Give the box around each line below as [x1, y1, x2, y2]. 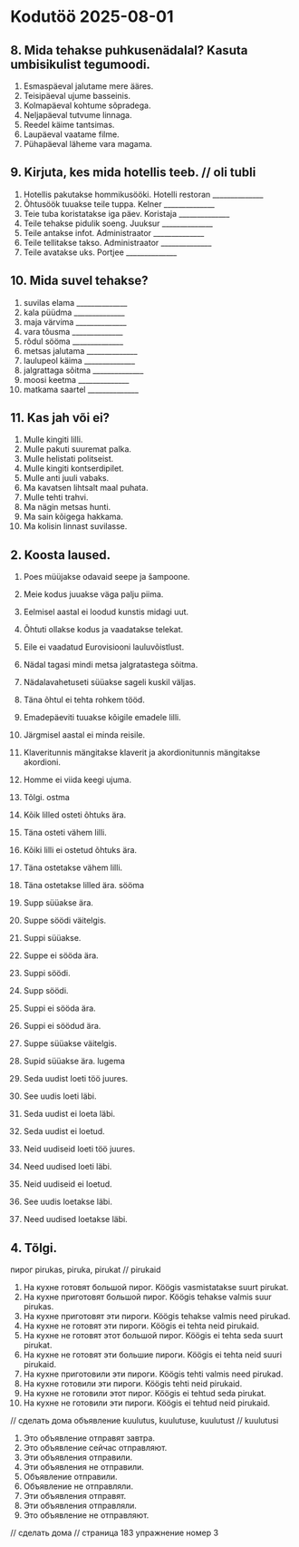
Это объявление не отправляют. [23, 1510, 149, 1521]
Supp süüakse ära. [23, 897, 94, 908]
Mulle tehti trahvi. [23, 492, 89, 503]
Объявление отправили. [23, 1472, 118, 1483]
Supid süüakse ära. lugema [23, 1055, 126, 1067]
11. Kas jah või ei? [10, 410, 111, 426]
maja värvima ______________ [23, 316, 127, 328]
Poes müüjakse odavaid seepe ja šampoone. [23, 572, 190, 583]
